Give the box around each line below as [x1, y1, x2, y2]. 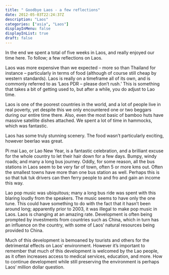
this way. [5, 180, 24, 186]
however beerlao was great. [5, 137, 64, 144]
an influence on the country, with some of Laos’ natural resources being [5, 222, 155, 228]
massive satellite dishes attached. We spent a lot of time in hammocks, [5, 117, 152, 123]
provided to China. [5, 227, 44, 233]
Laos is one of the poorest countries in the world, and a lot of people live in [5, 101, 161, 107]
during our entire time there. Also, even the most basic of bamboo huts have [5, 112, 164, 118]
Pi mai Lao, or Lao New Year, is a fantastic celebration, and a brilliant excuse [5, 148, 164, 154]
